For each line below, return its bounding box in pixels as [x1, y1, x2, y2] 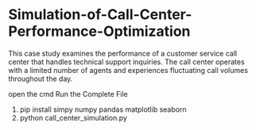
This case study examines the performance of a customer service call [8, 48, 237, 58]
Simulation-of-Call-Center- [8, 6, 192, 24]
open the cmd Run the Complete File [8, 89, 129, 98]
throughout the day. [8, 74, 73, 83]
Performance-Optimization [8, 22, 191, 40]
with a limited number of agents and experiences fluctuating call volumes [8, 65, 249, 75]
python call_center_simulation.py [19, 113, 127, 122]
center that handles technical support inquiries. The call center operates [8, 57, 245, 67]
